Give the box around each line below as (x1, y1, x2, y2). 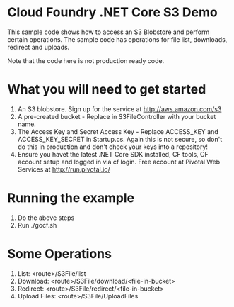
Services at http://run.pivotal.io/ (17, 164, 111, 174)
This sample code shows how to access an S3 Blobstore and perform (7, 28, 210, 36)
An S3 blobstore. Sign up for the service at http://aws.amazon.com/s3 (17, 104, 222, 113)
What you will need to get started (7, 82, 206, 98)
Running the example (7, 190, 135, 206)
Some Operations (7, 246, 112, 262)
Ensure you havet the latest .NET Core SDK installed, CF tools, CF (17, 150, 209, 158)
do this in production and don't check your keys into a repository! (17, 143, 209, 151)
